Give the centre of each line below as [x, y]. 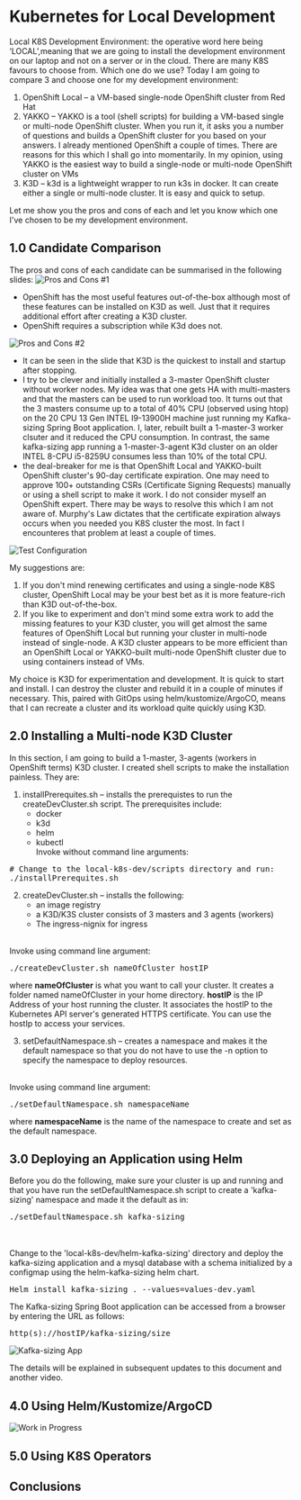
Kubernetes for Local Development [142, 17]
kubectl [50, 842]
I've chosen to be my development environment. [99, 220]
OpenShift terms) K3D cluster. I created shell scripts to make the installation [149, 767]
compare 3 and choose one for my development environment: [124, 79]
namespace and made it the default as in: [112, 1200]
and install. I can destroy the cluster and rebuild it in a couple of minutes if [146, 688]
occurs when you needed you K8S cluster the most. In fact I [133, 523]
